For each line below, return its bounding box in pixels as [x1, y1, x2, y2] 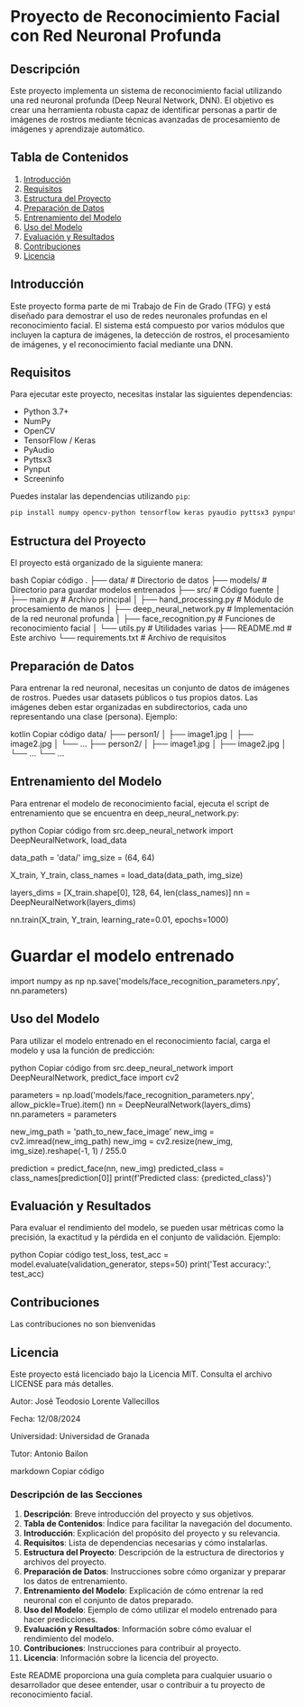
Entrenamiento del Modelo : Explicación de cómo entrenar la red [23, 1585, 264, 1596]
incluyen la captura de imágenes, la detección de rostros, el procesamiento [10, 329, 290, 340]
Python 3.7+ [23, 406, 69, 417]
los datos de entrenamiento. [23, 1576, 128, 1587]
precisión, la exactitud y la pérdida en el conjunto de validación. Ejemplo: [10, 1232, 281, 1242]
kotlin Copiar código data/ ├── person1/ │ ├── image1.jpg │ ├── [10, 728, 253, 739]
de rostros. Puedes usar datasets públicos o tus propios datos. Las [10, 692, 259, 703]
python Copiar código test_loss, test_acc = [10, 1250, 170, 1260]
